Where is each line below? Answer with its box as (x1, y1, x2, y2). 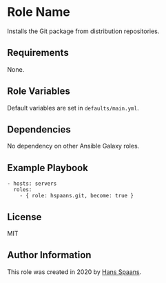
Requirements (7, 47, 69, 59)
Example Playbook (7, 162, 88, 173)
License (7, 211, 42, 223)
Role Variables (7, 86, 70, 97)
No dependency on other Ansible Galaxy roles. (7, 142, 140, 150)
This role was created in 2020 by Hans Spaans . (7, 267, 142, 276)
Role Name (7, 4, 70, 20)
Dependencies (7, 124, 71, 135)
